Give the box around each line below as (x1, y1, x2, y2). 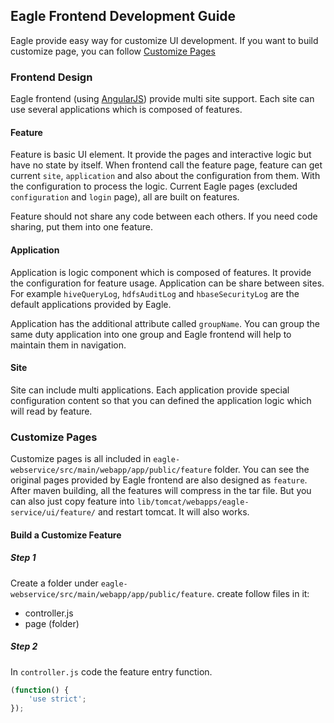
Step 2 (10, 640, 38, 653)
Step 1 (10, 552, 37, 564)
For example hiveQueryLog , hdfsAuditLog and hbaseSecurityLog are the (10, 287, 300, 299)
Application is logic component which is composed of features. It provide (10, 266, 312, 278)
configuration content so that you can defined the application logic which (10, 394, 312, 406)
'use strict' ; (28, 694, 87, 704)
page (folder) (24, 617, 80, 629)
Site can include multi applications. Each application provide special (10, 384, 290, 396)
